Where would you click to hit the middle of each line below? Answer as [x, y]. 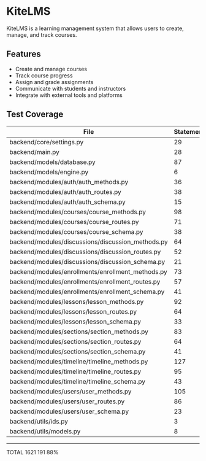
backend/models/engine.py [49, 172]
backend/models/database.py [53, 162]
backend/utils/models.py [45, 431]
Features [24, 54]
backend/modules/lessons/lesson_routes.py [73, 311]
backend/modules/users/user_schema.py [69, 411]
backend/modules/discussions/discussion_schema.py [87, 261]
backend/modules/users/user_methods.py [71, 391]
